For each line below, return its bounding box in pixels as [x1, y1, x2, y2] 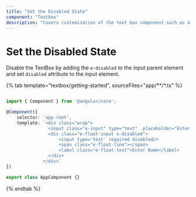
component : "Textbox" [6, 14, 59, 20]
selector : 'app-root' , [16, 115, 72, 121]
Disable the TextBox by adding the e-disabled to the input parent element [6, 64, 184, 71]
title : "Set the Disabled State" [6, 8, 88, 15]
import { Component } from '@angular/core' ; [6, 98, 117, 105]
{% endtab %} [6, 185, 41, 192]
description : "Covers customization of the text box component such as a [6, 19, 191, 25]
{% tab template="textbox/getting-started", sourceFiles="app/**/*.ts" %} [6, 82, 183, 89]
